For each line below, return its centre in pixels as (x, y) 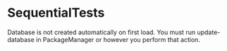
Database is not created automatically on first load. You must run (102, 32)
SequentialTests (56, 13)
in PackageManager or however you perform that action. (118, 39)
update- (209, 32)
